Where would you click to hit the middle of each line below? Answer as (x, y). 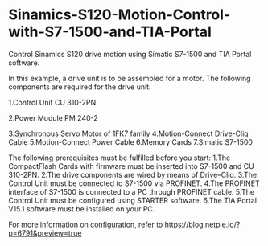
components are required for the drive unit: (80, 87)
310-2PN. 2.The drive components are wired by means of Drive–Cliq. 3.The (133, 174)
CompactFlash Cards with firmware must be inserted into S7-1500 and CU (132, 166)
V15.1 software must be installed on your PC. (82, 209)
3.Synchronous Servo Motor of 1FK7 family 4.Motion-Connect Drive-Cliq (128, 133)
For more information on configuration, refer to (86, 224)
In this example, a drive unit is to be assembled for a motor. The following (130, 78)
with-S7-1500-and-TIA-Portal (110, 32)
